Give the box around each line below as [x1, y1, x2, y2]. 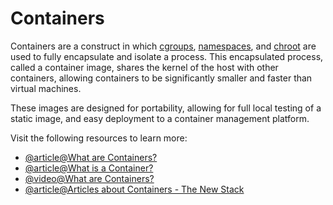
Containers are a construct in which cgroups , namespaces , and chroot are [10, 40, 317, 52]
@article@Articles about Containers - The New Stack [24, 183, 245, 195]
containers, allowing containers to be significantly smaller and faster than [10, 72, 313, 84]
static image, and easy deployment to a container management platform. [10, 112, 310, 124]
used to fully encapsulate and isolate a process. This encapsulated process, [10, 50, 324, 62]
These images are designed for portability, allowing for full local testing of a [10, 102, 322, 114]
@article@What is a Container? [24, 162, 154, 174]
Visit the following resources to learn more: [10, 132, 188, 144]
